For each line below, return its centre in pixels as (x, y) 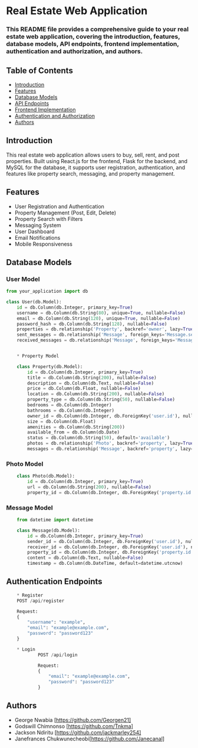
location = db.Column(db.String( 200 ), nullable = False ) (96, 394)
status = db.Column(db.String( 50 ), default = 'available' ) (98, 438)
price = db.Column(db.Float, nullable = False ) (84, 389)
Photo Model (25, 464)
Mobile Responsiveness (43, 244)
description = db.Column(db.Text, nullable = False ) (91, 383)
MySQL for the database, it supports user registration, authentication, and (96, 167)
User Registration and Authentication (60, 206)
